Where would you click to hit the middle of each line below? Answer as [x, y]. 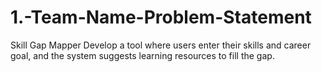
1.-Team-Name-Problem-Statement [161, 17]
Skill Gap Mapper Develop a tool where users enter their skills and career [161, 45]
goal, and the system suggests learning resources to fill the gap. [142, 55]
